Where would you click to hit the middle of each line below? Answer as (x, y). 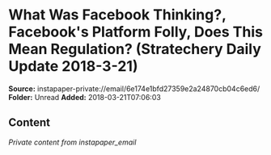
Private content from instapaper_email (72, 142)
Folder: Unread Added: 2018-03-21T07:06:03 (85, 97)
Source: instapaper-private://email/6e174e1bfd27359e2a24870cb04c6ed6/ (134, 88)
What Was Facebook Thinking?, (117, 15)
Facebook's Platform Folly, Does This (135, 32)
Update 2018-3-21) (73, 67)
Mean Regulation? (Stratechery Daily (135, 49)
